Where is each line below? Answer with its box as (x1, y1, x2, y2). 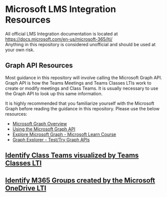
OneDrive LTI (5, 184, 46, 192)
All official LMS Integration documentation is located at (5, 31, 118, 37)
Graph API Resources (5, 61, 73, 70)
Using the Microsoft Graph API (12, 126, 75, 132)
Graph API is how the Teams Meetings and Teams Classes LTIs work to (5, 80, 151, 86)
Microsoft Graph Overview (12, 120, 67, 126)
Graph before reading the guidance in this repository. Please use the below (5, 105, 160, 111)
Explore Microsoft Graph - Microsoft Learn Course (12, 131, 116, 137)
